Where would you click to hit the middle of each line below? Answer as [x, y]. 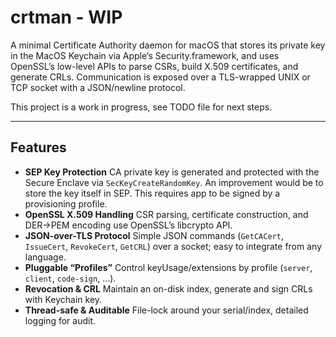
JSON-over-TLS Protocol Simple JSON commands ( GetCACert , [154, 235]
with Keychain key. [63, 299]
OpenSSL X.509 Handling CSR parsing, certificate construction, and [166, 214]
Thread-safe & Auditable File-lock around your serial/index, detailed [166, 310]
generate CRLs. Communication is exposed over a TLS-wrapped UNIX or [160, 77]
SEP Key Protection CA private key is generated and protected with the [172, 172]
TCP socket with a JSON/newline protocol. [98, 87]
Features [38, 147]
